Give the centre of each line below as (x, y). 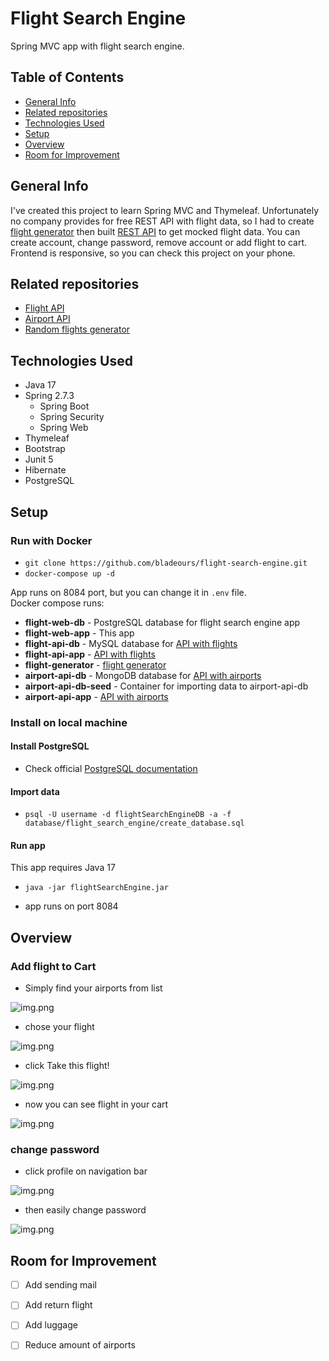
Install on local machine (69, 722)
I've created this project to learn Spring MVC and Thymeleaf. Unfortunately (165, 210)
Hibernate (45, 470)
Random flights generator (77, 329)
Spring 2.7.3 (49, 396)
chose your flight (59, 1027)
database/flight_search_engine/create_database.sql (134, 823)
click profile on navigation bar (86, 1171)
